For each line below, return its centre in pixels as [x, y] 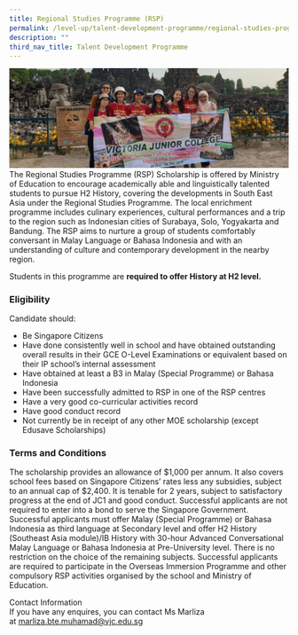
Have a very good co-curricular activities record [110, 402]
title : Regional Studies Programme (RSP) [87, 19]
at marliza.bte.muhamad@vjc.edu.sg [76, 622]
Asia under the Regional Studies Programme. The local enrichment [131, 202]
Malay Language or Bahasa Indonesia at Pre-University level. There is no [142, 548]
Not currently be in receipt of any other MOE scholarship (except [140, 420]
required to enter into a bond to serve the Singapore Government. [129, 510]
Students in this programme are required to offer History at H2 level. [135, 276]
